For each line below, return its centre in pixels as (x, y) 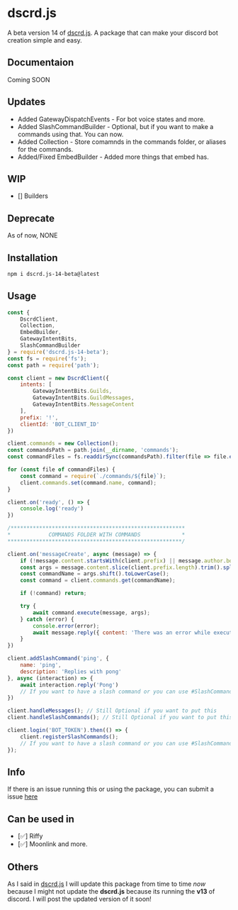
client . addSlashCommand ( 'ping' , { (58, 659)
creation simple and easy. (45, 40)
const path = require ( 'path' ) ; (53, 365)
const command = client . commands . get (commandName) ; (98, 581)
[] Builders (33, 196)
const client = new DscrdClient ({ (58, 378)
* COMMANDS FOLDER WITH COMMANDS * (96, 535)
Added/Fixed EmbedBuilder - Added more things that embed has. (113, 157)
